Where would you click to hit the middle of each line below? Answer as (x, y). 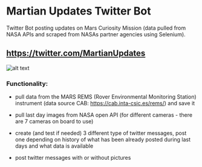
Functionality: (27, 83)
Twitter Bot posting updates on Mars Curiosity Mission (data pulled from (96, 28)
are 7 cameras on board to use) (54, 122)
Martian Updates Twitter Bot (79, 11)
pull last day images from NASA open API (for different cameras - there (103, 115)
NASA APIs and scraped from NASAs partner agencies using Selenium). (96, 34)
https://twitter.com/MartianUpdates (76, 54)
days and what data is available (54, 146)
